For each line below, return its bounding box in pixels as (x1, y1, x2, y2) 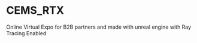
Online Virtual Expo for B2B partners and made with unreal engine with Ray (6, 23, 192, 30)
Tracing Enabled (6, 29, 47, 36)
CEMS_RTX (6, 4, 65, 17)
